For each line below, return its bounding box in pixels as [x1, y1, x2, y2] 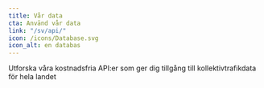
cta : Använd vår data [8, 19, 81, 27]
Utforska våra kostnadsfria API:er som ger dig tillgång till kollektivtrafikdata [8, 63, 257, 73]
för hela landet [8, 72, 56, 82]
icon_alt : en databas [8, 42, 81, 50]
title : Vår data [8, 11, 63, 20]
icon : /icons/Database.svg [8, 34, 99, 42]
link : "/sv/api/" [8, 26, 67, 34]
